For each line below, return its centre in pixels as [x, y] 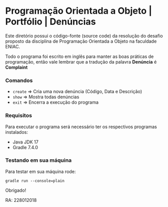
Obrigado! [16, 190]
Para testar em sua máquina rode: [41, 171]
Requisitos [19, 115]
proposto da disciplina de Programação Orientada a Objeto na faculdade [81, 41]
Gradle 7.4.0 [25, 147]
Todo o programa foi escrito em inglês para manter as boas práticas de [79, 56]
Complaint [16, 67]
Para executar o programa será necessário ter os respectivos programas [81, 127]
